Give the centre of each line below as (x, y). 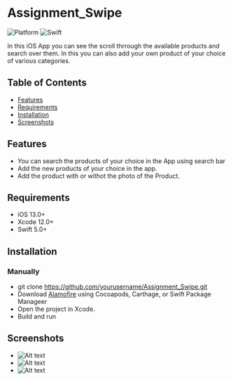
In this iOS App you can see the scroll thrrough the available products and (114, 46)
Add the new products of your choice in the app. (87, 168)
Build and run (36, 317)
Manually (23, 271)
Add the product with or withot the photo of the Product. (99, 176)
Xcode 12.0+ (36, 222)
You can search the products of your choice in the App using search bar (121, 161)
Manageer (32, 302)
